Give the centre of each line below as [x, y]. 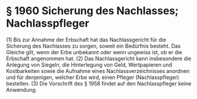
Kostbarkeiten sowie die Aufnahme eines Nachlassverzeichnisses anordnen [98, 71]
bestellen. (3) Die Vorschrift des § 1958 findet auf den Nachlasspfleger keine [99, 83]
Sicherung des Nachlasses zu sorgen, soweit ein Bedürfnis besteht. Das [94, 46]
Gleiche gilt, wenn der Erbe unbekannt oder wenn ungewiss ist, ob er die [94, 52]
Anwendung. [21, 90]
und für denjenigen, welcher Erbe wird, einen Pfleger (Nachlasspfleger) [93, 77]
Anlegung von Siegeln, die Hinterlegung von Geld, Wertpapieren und [89, 65]
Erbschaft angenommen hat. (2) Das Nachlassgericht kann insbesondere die [99, 58]
